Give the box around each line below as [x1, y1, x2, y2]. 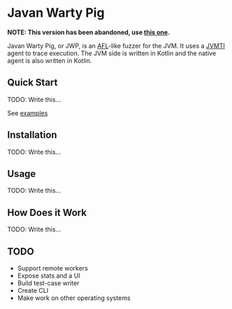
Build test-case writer [17, 279, 80, 287]
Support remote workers [17, 264, 89, 272]
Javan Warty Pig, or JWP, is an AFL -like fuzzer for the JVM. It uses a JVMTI [7, 41, 226, 50]
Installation [7, 129, 57, 141]
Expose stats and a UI [17, 271, 80, 280]
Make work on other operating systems [17, 294, 131, 302]
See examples [7, 108, 48, 117]
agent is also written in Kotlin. [7, 56, 92, 64]
